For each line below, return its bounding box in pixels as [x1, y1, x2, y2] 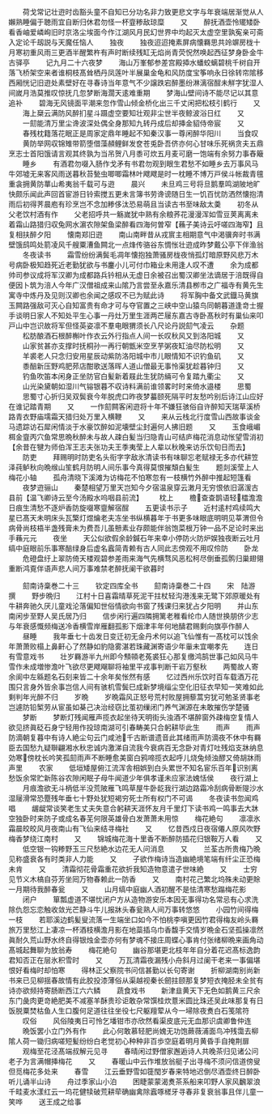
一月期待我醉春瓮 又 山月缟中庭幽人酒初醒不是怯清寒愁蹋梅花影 [8, 885, 247, 894]
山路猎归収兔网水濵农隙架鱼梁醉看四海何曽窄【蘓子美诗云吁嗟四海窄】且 [22, 219, 264, 229]
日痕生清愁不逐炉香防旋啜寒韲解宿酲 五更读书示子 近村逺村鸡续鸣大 [8, 503, 261, 512]
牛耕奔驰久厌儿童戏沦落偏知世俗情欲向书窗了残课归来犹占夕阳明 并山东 [8, 602, 259, 610]
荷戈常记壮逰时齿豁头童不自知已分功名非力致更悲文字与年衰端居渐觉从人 [22, 7, 264, 16]
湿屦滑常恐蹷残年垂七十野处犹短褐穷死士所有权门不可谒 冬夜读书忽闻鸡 [8, 793, 259, 803]
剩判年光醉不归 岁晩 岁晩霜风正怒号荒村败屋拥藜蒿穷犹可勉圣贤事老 [8, 692, 261, 702]
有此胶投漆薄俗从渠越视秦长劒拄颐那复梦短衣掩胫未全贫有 [71, 976, 264, 985]
